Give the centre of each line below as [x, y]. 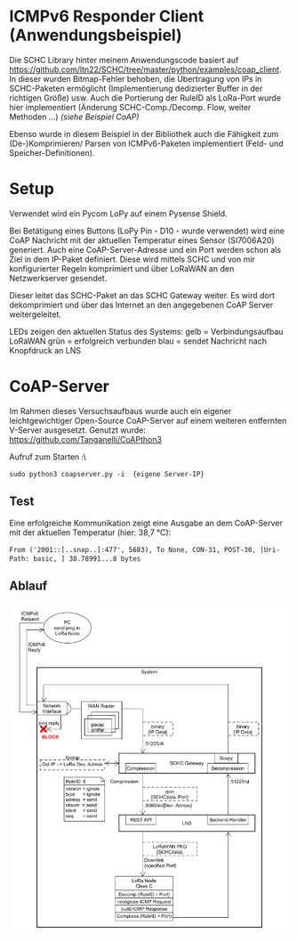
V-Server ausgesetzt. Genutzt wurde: [78, 430]
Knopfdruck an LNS [45, 350]
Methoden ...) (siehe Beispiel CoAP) [74, 117]
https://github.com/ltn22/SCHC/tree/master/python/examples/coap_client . [145, 69]
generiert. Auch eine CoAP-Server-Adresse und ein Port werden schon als [145, 249]
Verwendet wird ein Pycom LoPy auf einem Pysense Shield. [119, 213]
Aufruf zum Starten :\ [48, 457]
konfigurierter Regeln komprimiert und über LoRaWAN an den [122, 268]
